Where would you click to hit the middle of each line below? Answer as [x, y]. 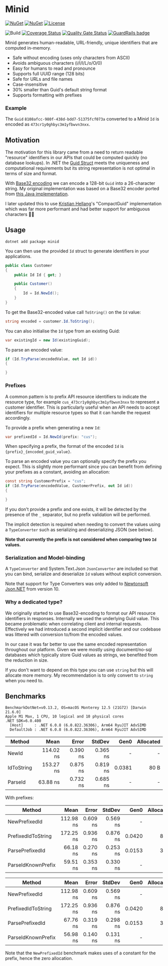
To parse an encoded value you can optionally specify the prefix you [76, 461]
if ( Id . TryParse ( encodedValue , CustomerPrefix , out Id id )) [69, 486]
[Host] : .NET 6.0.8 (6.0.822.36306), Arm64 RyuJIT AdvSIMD [78, 726]
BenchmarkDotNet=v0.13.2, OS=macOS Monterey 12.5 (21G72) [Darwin [76, 708]
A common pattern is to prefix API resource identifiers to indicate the [76, 396]
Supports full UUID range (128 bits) [48, 73]
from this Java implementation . [37, 194]
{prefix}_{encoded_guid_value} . [38, 452]
